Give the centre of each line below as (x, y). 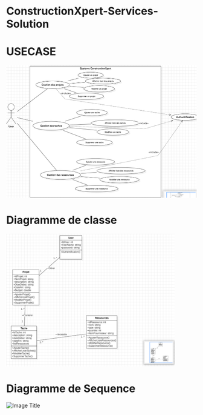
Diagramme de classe (62, 220)
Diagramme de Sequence (71, 389)
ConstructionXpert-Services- (82, 11)
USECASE (31, 52)
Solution (28, 24)
